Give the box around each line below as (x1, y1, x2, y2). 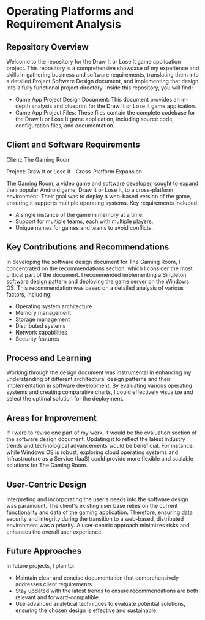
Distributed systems (15, 322, 66, 329)
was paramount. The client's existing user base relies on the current (6, 502, 178, 510)
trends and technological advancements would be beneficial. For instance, (6, 442, 195, 450)
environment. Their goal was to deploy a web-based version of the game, (6, 192, 192, 200)
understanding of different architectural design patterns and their (6, 376, 171, 383)
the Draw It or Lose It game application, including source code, (15, 115, 174, 123)
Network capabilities (15, 328, 67, 336)
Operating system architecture (15, 302, 92, 310)
